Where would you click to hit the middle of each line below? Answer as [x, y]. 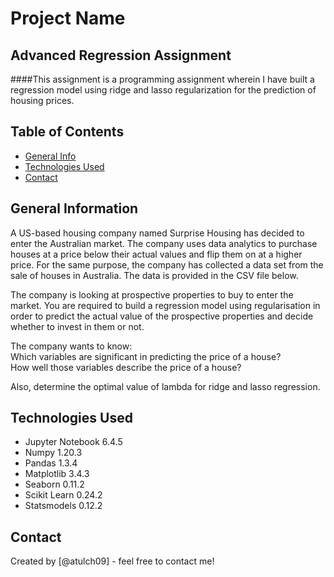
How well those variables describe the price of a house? [126, 367]
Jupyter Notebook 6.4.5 [73, 442]
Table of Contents [67, 132]
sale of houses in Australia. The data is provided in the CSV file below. [154, 275]
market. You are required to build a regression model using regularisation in [165, 305]
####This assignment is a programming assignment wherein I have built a [162, 79]
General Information [74, 208]
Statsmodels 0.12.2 [63, 506]
